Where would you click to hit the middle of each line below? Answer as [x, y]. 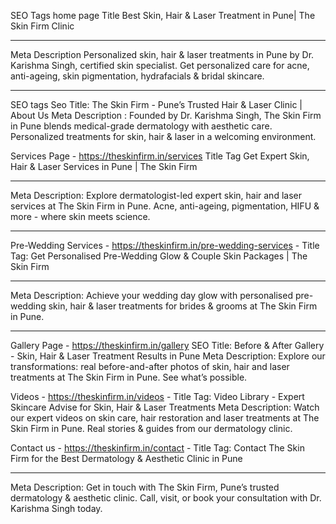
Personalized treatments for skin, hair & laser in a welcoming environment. [163, 136]
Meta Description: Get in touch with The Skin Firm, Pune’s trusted [145, 487]
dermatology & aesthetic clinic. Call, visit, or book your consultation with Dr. [166, 498]
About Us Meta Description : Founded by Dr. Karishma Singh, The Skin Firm [166, 115]
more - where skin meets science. [80, 216]
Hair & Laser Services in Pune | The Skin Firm [104, 166]
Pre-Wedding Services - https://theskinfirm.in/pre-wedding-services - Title [165, 245]
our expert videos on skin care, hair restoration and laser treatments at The [165, 418]
